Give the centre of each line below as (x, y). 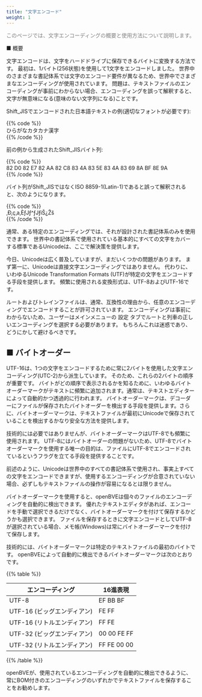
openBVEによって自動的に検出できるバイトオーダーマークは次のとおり (105, 555)
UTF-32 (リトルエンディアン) (51, 645)
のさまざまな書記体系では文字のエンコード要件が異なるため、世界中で (93, 76)
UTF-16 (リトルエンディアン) (51, 622)
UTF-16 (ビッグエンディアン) (51, 612)
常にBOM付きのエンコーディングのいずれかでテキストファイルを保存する (96, 680)
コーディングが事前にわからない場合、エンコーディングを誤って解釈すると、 (100, 91)
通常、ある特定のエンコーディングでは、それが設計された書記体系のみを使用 (101, 231)
